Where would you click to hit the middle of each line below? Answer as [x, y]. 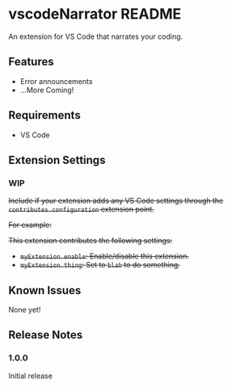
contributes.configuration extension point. [82, 209]
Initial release [30, 376]
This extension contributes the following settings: [90, 241]
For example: [30, 225]
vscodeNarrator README [95, 14]
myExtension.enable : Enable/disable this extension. [105, 256]
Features [31, 62]
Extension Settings [57, 160]
